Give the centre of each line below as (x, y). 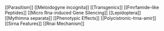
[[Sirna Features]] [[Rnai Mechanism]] (45, 23)
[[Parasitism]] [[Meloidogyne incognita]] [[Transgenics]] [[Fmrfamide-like (82, 7)
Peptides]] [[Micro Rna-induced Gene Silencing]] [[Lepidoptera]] (73, 13)
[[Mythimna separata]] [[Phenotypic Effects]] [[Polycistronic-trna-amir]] (80, 18)
